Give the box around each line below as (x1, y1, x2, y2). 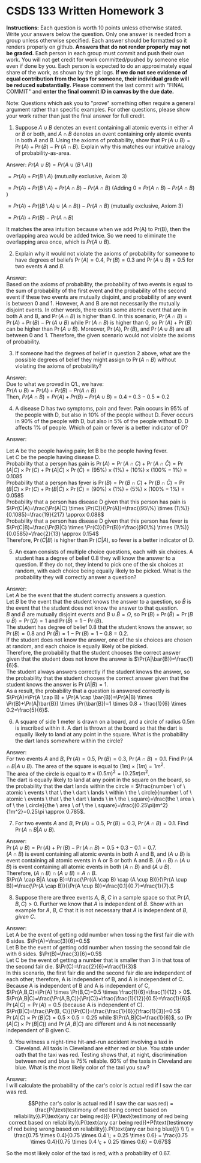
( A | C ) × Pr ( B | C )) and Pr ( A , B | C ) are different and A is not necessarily (6, 1020, 176, 1027)
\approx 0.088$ (65, 511, 104, 518)
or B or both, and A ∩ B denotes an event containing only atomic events (14, 130, 192, 137)
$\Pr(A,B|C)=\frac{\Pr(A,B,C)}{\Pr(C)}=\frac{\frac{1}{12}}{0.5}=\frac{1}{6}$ (6, 995, 191, 1002)
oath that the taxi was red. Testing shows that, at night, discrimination (14, 1051, 187, 1059)
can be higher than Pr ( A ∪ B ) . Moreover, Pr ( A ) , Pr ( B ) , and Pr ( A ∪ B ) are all (6, 325, 191, 332)
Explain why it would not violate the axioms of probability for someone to (14, 250, 195, 257)
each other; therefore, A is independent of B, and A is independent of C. (6, 976, 184, 983)
